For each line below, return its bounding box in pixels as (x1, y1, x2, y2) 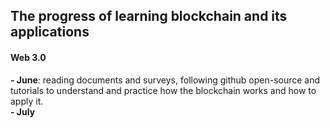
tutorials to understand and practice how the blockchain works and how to (10, 84, 317, 96)
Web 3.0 (10, 51, 47, 63)
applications (10, 24, 90, 41)
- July (10, 105, 36, 118)
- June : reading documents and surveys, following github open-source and (10, 74, 321, 86)
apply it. (10, 95, 44, 107)
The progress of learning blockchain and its (10, 8, 288, 25)
